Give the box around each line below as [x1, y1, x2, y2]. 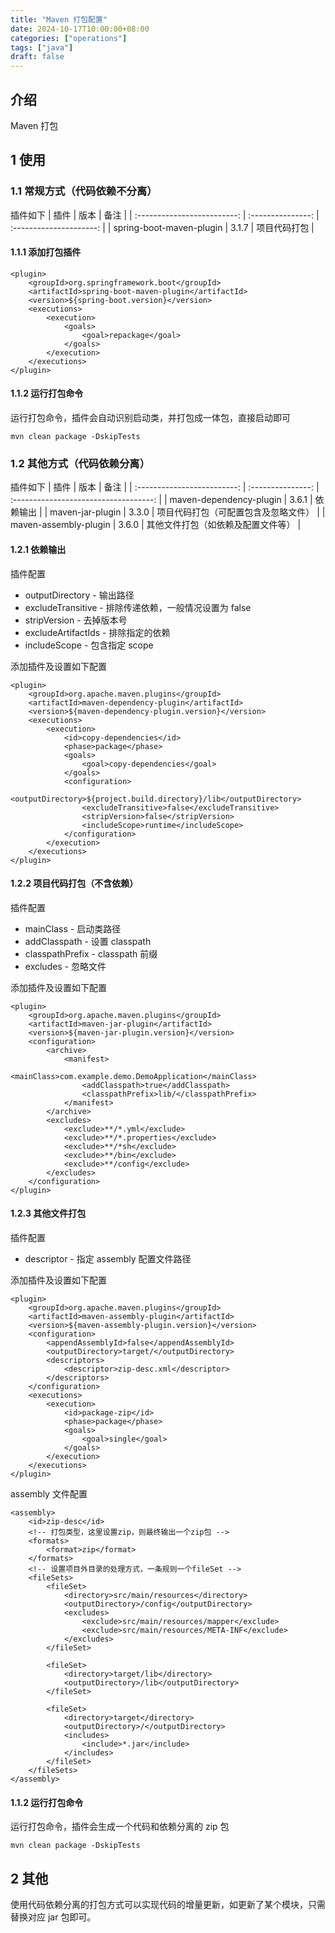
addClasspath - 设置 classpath [24, 935, 152, 947]
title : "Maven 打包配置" [10, 14, 108, 25]
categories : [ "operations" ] [10, 33, 128, 43]
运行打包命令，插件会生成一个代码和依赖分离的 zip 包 [10, 1821, 230, 1833]
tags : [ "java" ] [10, 42, 74, 53]
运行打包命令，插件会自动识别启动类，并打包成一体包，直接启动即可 [10, 412, 291, 424]
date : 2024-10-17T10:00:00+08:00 [10, 24, 150, 34]
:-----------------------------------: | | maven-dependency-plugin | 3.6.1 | [10, 494, 313, 506]
